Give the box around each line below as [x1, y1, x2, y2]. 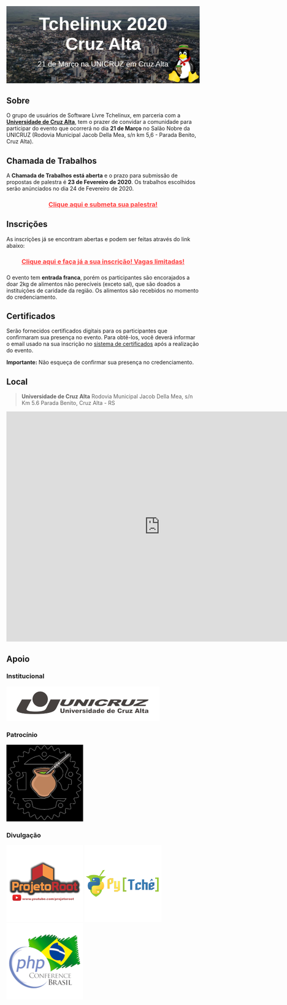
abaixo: [6, 242, 25, 249]
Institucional [6, 672, 45, 680]
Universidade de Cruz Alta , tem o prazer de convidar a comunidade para [6, 118, 192, 126]
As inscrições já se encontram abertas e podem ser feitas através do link [6, 235, 191, 242]
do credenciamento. [6, 293, 57, 301]
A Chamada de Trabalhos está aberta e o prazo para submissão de [6, 172, 178, 179]
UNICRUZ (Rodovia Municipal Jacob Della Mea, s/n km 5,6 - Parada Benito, [6, 131, 196, 139]
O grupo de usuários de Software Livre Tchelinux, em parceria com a [6, 112, 181, 119]
